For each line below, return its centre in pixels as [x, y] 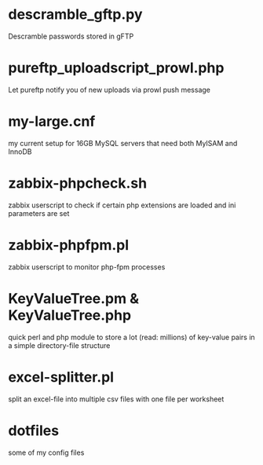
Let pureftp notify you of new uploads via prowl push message [109, 90]
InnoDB [20, 152]
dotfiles [34, 430]
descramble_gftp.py [75, 15]
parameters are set [39, 213]
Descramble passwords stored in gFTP [71, 36]
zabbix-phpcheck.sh [78, 183]
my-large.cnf [52, 121]
